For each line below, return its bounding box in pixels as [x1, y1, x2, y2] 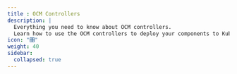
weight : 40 [7, 43, 39, 50]
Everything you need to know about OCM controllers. [13, 23, 172, 30]
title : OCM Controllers [7, 10, 80, 18]
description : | [7, 17, 52, 24]
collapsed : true [13, 56, 61, 63]
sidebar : [7, 50, 33, 57]
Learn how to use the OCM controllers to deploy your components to [13, 30, 219, 37]
